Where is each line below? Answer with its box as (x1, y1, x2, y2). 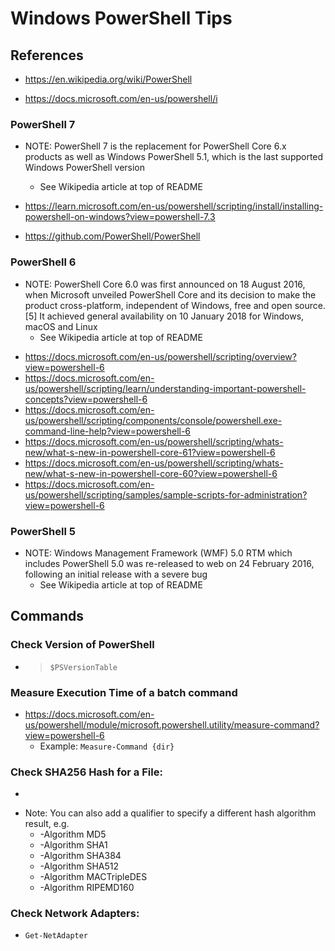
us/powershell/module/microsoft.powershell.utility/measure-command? (24, 718, 320, 731)
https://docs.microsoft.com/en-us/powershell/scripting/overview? (24, 350, 297, 362)
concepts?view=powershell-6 (24, 393, 148, 405)
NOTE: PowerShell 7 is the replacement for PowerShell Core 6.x (24, 140, 287, 152)
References (10, 47, 84, 64)
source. (294, 299, 326, 311)
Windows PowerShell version (24, 162, 146, 174)
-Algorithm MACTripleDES (39, 871, 148, 883)
